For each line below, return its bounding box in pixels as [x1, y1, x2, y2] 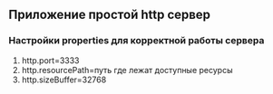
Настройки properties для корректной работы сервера [8, 34, 265, 47]
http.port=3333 [21, 54, 80, 66]
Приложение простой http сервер [8, 7, 210, 23]
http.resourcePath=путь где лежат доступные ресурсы [21, 64, 233, 75]
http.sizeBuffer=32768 [21, 74, 107, 85]
